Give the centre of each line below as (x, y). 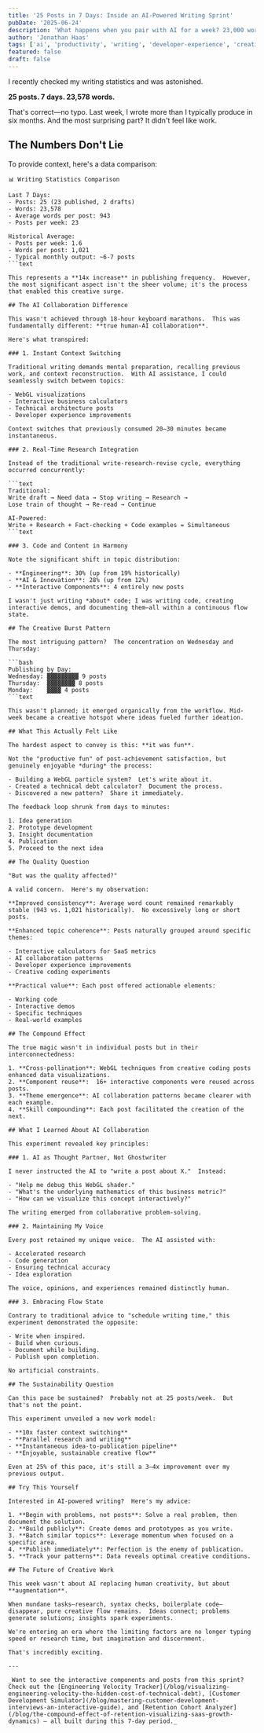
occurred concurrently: (47, 470)
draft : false (29, 60)
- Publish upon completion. (54, 1357)
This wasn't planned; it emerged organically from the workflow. (117, 711)
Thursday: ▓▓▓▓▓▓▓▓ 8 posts (56, 683)
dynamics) (24, 1721)
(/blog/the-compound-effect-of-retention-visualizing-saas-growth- (121, 1714)
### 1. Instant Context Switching (65, 353)
